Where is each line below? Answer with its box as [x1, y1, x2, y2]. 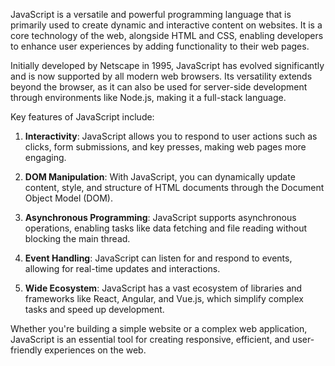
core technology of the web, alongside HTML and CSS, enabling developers [10, 30, 324, 41]
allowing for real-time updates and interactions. [24, 263, 221, 274]
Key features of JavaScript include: [10, 111, 155, 123]
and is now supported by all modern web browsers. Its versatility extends [10, 70, 313, 82]
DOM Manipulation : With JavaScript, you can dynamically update [24, 171, 296, 183]
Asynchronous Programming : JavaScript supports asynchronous [24, 212, 297, 223]
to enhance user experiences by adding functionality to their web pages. [10, 40, 310, 52]
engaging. [24, 152, 67, 163]
